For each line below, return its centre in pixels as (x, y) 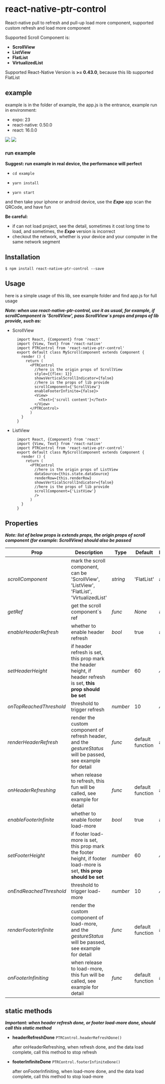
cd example (23, 174)
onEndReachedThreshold (37, 891)
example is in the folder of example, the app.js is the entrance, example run (81, 105)
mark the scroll (88, 561)
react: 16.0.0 (25, 130)
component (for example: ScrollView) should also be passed (68, 541)
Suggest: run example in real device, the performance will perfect (74, 164)
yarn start (23, 193)
